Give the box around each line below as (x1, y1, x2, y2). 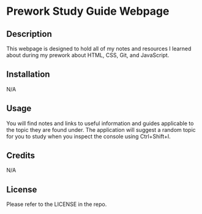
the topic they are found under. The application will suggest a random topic (6, 126, 196, 133)
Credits (6, 150, 36, 161)
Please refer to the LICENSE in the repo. (6, 201, 107, 208)
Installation (6, 69, 50, 80)
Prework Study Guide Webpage (6, 4, 170, 18)
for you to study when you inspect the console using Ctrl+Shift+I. (6, 132, 171, 140)
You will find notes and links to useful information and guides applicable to (6, 120, 194, 127)
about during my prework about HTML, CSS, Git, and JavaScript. (6, 52, 170, 59)
